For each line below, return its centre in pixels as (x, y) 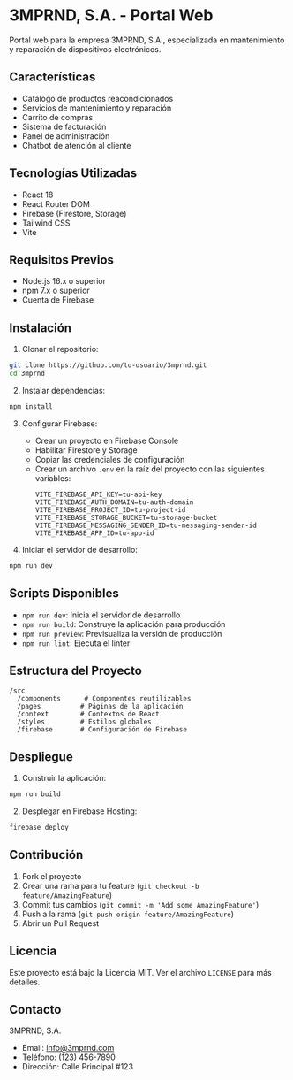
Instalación (41, 328)
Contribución (46, 855)
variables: (53, 478)
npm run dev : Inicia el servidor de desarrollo (101, 615)
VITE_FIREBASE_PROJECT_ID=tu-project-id (110, 509)
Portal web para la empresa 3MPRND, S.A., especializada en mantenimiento (147, 40)
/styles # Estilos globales (84, 722)
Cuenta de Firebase (58, 300)
